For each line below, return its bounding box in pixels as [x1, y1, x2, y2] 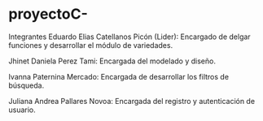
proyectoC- [8, 5, 88, 24]
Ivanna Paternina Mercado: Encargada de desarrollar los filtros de [8, 71, 230, 81]
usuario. [8, 105, 37, 115]
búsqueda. [8, 80, 45, 90]
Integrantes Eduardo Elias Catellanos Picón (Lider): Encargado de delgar [8, 32, 251, 41]
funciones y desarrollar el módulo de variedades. [8, 40, 173, 50]
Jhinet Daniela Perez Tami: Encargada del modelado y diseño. [8, 56, 216, 66]
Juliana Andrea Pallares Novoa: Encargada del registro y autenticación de [8, 96, 255, 106]
